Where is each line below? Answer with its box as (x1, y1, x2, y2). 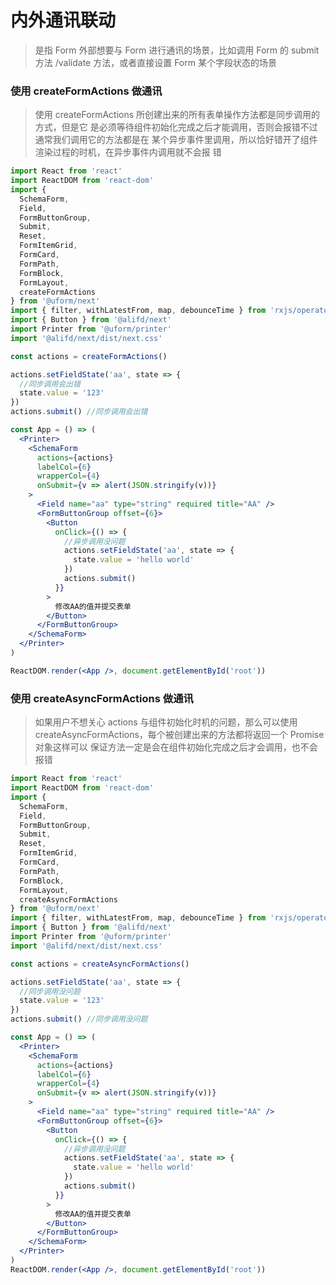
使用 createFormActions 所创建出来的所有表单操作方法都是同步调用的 (34, 109, 321, 121)
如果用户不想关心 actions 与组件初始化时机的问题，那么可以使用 (34, 716, 298, 728)
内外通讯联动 (10, 9, 117, 32)
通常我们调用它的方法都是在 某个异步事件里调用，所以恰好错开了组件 (34, 134, 318, 146)
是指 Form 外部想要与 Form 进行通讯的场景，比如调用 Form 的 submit (34, 44, 320, 56)
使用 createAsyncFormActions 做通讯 (10, 691, 194, 705)
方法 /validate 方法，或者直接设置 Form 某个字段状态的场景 (34, 56, 277, 68)
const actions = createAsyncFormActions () (10, 959, 190, 969)
